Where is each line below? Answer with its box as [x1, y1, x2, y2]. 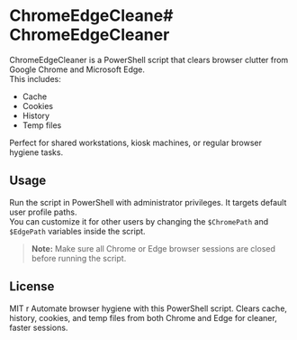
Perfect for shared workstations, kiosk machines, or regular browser [9, 137, 263, 148]
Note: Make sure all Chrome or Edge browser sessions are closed [31, 243, 276, 253]
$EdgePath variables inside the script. [9, 225, 146, 236]
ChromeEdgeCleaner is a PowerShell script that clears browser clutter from [9, 54, 289, 65]
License [9, 279, 55, 294]
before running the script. [31, 253, 127, 263]
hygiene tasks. [9, 146, 64, 158]
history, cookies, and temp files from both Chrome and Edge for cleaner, [9, 312, 277, 323]
